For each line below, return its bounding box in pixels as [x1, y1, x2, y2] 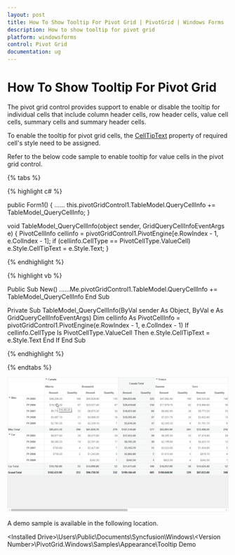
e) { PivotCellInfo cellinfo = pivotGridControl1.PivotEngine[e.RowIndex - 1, [7, 229, 219, 237]
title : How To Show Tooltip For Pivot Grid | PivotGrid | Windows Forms [7, 18, 224, 26]
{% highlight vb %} [7, 271, 62, 280]
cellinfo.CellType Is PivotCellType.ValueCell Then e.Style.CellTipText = [7, 328, 210, 337]
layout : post [7, 11, 46, 18]
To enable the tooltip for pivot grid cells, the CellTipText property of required [7, 131, 228, 140]
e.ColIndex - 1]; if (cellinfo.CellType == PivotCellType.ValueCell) [7, 236, 191, 245]
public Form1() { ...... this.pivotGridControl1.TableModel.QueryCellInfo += [7, 200, 216, 209]
